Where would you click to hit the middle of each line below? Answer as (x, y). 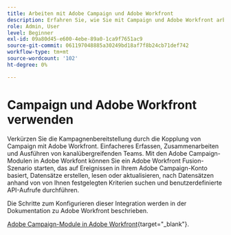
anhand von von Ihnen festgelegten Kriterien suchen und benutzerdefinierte (114, 183)
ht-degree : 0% (27, 65)
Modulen (20, 161)
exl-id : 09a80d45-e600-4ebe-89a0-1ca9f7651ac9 (75, 39)
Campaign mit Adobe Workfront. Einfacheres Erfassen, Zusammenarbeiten (113, 146)
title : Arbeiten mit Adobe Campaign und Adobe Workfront (90, 13)
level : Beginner (30, 33)
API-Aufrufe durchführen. (43, 190)
